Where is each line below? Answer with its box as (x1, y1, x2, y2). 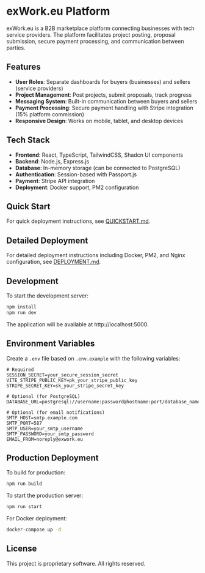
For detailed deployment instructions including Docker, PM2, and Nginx (6, 252, 185, 259)
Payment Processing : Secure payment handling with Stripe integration (15, 104, 193, 111)
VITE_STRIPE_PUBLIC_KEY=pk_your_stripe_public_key (6, 377, 138, 383)
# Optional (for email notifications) (6, 409, 105, 416)
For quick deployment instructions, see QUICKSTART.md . (6, 217, 151, 225)
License (6, 544, 37, 554)
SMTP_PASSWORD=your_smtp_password (6, 430, 95, 437)
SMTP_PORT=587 (6, 420, 43, 426)
